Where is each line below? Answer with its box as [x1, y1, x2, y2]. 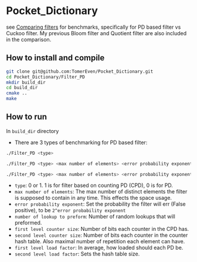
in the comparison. [6, 36, 52, 43]
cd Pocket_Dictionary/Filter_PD [6, 74, 85, 80]
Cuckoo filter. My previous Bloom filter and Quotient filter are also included [6, 29, 187, 36]
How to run [6, 112, 47, 122]
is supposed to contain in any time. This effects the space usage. [14, 195, 172, 202]
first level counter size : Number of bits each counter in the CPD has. [14, 226, 189, 233]
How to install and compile [6, 53, 105, 63]
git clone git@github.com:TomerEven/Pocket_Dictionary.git [6, 69, 154, 74]
